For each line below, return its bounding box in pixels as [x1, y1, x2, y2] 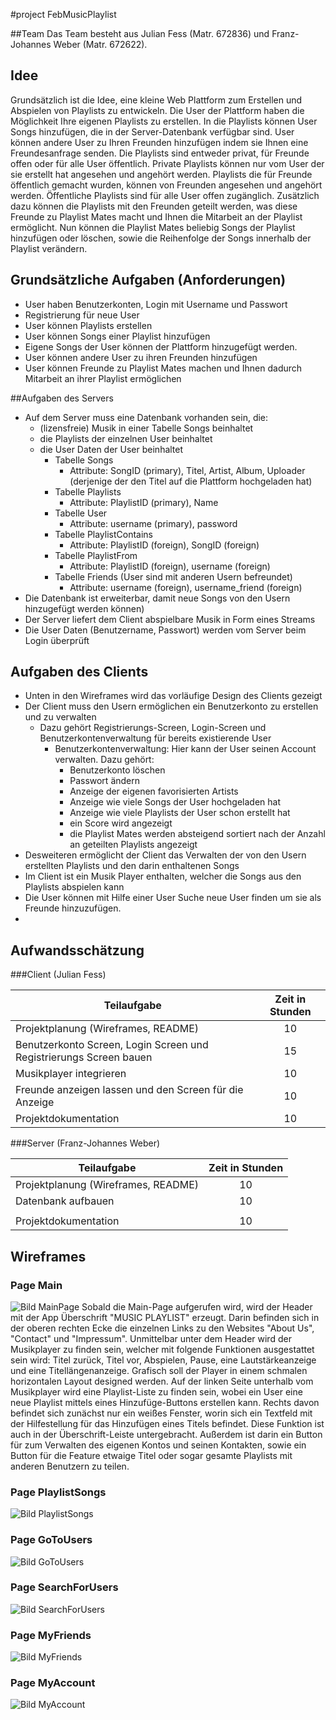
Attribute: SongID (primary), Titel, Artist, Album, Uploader [69, 464, 306, 476]
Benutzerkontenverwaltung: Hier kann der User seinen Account [54, 743, 317, 755]
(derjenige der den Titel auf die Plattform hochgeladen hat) [69, 475, 313, 487]
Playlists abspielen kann [24, 881, 125, 893]
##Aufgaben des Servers [10, 392, 114, 404]
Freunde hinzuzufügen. [24, 902, 122, 914]
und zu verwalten [24, 711, 97, 723]
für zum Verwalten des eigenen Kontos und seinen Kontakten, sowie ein [10, 1439, 307, 1451]
